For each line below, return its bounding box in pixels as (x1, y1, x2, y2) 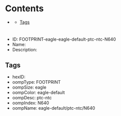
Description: (12, 47, 37, 53)
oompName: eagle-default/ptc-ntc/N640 (12, 105, 95, 111)
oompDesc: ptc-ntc (12, 94, 52, 100)
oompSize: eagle (12, 84, 47, 90)
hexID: (12, 74, 26, 80)
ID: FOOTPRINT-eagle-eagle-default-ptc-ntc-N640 (12, 36, 116, 42)
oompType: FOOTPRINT (12, 79, 61, 85)
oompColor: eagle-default (12, 89, 65, 95)
